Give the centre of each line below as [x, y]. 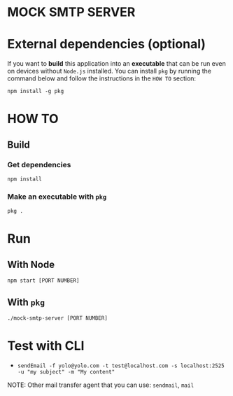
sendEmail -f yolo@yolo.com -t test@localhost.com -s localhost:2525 [121, 366]
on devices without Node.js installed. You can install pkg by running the [110, 71]
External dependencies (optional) [107, 44]
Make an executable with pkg [57, 197]
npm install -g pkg [36, 92]
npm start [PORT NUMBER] [43, 281]
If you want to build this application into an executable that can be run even [116, 64]
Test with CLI [46, 346]
